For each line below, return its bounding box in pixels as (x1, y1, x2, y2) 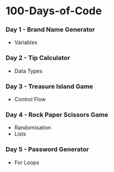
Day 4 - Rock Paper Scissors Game (5, 111, 109, 118)
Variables (14, 39, 38, 46)
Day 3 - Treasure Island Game (5, 82, 94, 90)
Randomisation (14, 124, 51, 132)
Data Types (14, 67, 43, 74)
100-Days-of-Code (5, 4, 102, 18)
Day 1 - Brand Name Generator (5, 26, 95, 34)
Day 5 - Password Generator (5, 145, 90, 154)
